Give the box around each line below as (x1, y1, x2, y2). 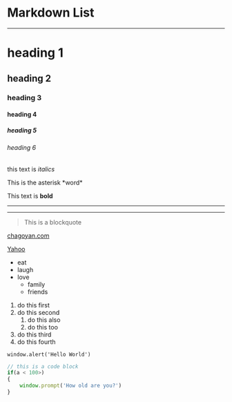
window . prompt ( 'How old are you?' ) (19, 382, 122, 390)
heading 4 (7, 111, 37, 119)
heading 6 (7, 144, 37, 151)
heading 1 (7, 45, 64, 61)
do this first (17, 300, 50, 309)
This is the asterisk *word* (7, 178, 83, 186)
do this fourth (17, 337, 57, 346)
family (27, 280, 46, 288)
